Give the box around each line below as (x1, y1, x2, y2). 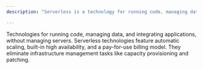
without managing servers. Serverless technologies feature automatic (6, 37, 180, 44)
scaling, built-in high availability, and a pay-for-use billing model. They (6, 43, 181, 50)
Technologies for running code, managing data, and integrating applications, (6, 31, 197, 38)
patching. (6, 56, 30, 63)
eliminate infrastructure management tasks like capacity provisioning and (6, 49, 189, 57)
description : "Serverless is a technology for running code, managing (6, 8, 188, 15)
